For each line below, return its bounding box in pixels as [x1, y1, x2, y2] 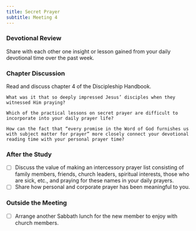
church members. [14, 219, 59, 226]
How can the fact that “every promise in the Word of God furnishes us [6, 126, 189, 132]
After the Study [6, 151, 52, 159]
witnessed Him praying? [6, 100, 66, 106]
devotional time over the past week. [6, 54, 95, 61]
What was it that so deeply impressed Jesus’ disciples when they [6, 94, 176, 101]
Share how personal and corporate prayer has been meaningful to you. [14, 184, 191, 191]
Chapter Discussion [6, 69, 65, 77]
